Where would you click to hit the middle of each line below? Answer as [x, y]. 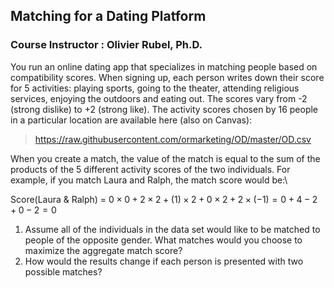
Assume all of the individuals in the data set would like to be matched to [172, 229]
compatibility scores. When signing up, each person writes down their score [167, 77]
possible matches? [63, 271]
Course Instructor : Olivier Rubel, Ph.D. [106, 45]
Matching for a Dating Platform [108, 16]
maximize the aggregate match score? [103, 250]
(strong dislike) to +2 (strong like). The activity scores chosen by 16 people [164, 109]
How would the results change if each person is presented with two [164, 261]
